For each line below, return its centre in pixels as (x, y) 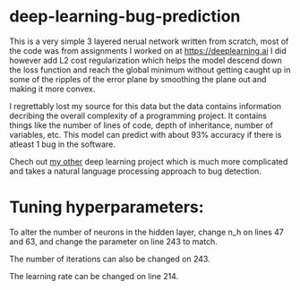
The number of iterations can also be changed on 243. (110, 259)
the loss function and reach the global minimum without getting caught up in (150, 70)
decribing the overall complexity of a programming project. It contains (138, 115)
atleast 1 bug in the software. (63, 144)
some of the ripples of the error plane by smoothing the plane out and (138, 79)
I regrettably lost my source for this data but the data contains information (146, 106)
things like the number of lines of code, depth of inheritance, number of (141, 125)
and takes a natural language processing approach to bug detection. (136, 171)
